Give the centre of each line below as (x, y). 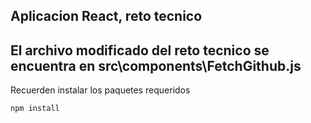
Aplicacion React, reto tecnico (106, 16)
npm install (35, 109)
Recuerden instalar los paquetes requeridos (100, 90)
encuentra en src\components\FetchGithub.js (156, 65)
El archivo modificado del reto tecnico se (140, 50)
